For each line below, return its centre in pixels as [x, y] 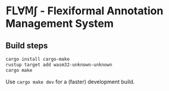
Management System [60, 23]
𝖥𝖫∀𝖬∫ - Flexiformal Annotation [84, 11]
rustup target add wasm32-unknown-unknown [59, 65]
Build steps [27, 45]
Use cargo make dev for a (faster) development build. [70, 81]
